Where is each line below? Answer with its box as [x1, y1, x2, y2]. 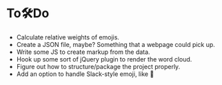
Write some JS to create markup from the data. [16, 48, 150, 56]
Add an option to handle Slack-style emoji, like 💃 [16, 70, 154, 78]
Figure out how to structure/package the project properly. [16, 62, 181, 70]
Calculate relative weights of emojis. [16, 32, 120, 41]
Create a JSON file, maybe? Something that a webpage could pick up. [16, 40, 215, 48]
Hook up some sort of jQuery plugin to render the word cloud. [16, 55, 192, 63]
